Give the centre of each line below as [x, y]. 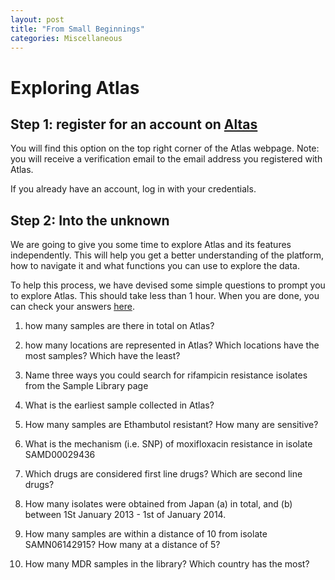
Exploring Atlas [75, 87]
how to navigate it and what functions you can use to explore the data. [155, 266]
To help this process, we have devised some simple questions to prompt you [168, 285]
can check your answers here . [72, 307]
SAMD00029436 [60, 455]
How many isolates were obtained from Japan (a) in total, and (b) [158, 504]
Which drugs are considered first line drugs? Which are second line [163, 474]
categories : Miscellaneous [66, 38]
